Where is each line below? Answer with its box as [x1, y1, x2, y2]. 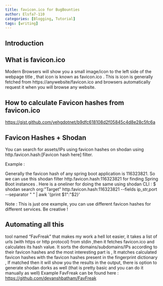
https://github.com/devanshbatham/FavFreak [5, 275, 96, 281]
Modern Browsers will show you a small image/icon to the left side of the [5, 69, 152, 75]
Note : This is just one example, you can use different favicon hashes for [5, 201, 151, 207]
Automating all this [5, 220, 64, 229]
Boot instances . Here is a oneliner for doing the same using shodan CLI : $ [5, 181, 156, 187]
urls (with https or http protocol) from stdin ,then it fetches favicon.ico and [5, 238, 155, 244]
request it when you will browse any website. [5, 84, 96, 90]
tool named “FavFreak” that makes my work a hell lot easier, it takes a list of [5, 234, 158, 239]
